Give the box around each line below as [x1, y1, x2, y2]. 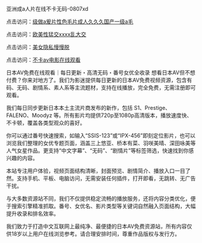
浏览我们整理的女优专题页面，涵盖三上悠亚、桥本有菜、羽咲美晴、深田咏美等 [6, 140, 196, 146]
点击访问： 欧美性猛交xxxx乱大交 [6, 31, 87, 38]
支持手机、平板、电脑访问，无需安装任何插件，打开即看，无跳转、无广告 [16, 175, 196, 182]
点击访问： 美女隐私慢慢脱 [6, 44, 70, 50]
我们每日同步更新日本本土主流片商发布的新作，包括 [6, 104, 133, 111]
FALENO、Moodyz [6, 112, 52, 119]
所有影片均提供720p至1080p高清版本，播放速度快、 [64, 112, 192, 119]
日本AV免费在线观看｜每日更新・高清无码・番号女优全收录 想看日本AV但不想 [6, 69, 195, 76]
